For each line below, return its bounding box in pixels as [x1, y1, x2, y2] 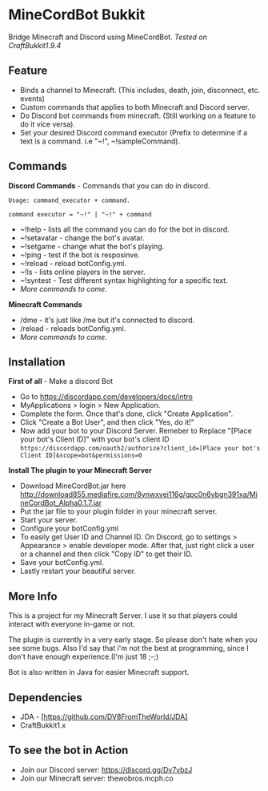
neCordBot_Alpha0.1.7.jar [19, 498, 102, 508]
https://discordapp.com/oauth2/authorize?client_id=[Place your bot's [19, 445, 261, 453]
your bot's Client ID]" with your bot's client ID [19, 434, 170, 444]
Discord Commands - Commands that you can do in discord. [8, 180, 210, 190]
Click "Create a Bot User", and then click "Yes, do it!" [19, 418, 194, 427]
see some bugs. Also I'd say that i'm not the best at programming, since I [8, 644, 250, 653]
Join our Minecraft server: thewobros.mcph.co [19, 773, 174, 783]
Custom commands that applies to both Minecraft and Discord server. [19, 102, 250, 111]
